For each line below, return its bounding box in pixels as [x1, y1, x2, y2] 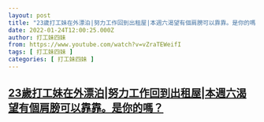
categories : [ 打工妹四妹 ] [8, 56, 95, 64]
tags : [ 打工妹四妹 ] [8, 48, 73, 56]
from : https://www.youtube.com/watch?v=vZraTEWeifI [8, 41, 181, 49]
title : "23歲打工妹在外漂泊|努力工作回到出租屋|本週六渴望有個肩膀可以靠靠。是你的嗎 [8, 19, 256, 27]
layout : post [8, 11, 51, 20]
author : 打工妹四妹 [8, 33, 66, 42]
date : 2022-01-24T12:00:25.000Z [8, 26, 114, 34]
